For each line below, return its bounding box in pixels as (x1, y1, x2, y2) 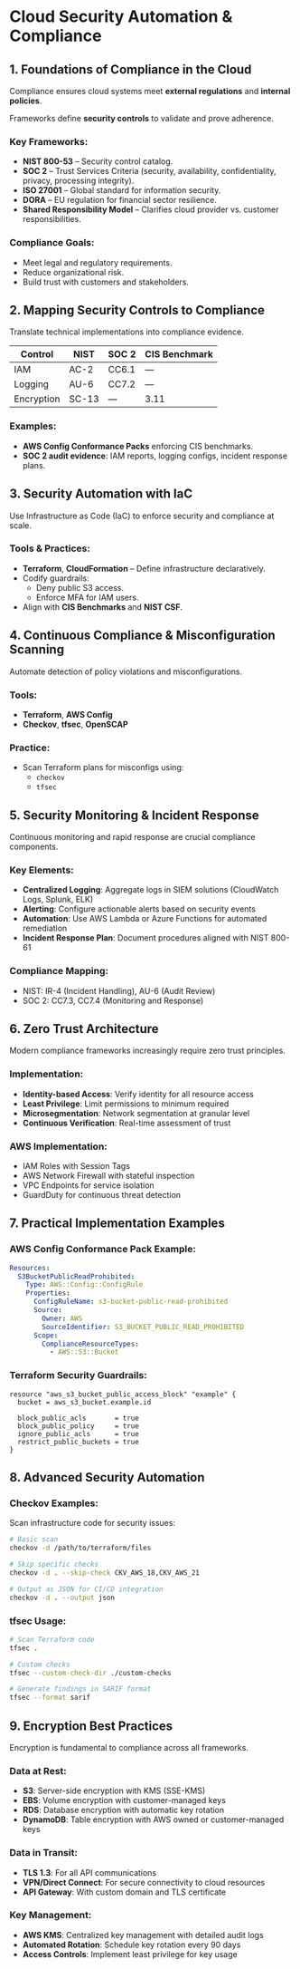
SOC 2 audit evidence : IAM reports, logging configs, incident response (22, 450, 287, 461)
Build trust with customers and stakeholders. (22, 276, 190, 287)
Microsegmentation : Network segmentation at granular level (22, 1107, 250, 1118)
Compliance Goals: (9, 236, 95, 249)
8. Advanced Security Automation (9, 1470, 205, 1485)
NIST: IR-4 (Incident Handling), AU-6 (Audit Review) (22, 985, 216, 996)
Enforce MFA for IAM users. (35, 592, 139, 603)
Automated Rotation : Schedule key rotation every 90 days (22, 1939, 241, 1950)
